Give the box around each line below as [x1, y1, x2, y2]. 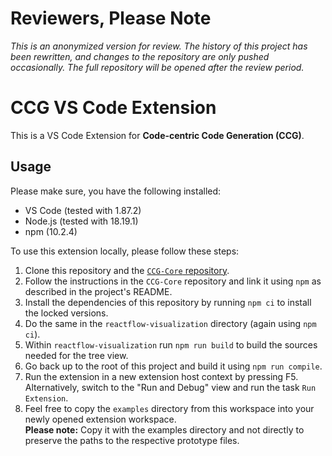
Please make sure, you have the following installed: [10, 185, 222, 197]
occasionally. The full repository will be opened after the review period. [10, 61, 305, 73]
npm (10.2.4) [24, 225, 78, 237]
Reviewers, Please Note [10, 7, 212, 30]
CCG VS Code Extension [10, 97, 217, 119]
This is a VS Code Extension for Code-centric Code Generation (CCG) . [10, 129, 305, 141]
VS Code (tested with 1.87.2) [24, 204, 142, 216]
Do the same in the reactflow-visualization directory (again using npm [24, 317, 317, 329]
